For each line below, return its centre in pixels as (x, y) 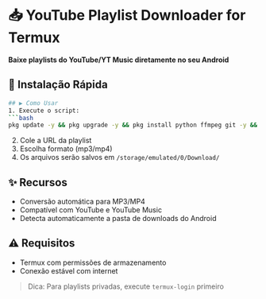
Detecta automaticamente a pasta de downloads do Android (118, 219)
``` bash (21, 118)
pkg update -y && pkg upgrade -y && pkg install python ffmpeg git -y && (133, 125)
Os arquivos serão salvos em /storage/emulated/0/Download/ (120, 157)
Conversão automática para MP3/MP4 (82, 202)
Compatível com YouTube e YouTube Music (91, 210)
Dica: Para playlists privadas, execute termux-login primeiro (126, 286)
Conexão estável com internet (69, 270)
